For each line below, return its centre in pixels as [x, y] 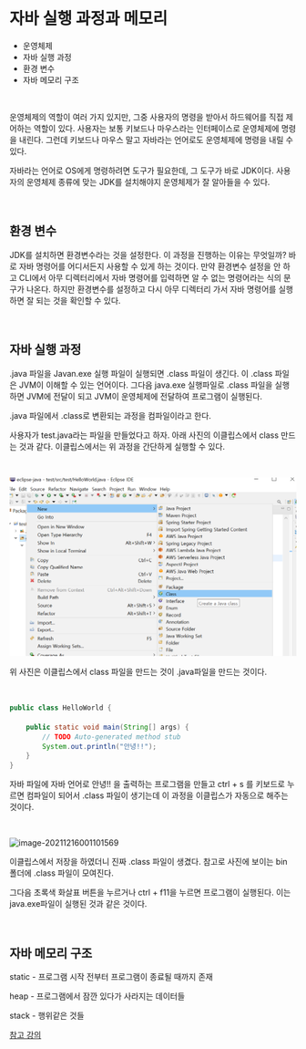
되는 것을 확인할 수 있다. [78, 300]
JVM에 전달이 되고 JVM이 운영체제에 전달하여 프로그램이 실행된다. [144, 396]
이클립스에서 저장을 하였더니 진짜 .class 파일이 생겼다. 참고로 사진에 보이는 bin [149, 862]
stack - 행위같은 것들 [47, 1016]
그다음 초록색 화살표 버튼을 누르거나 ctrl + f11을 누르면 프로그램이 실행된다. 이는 [150, 893]
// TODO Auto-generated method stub [112, 737]
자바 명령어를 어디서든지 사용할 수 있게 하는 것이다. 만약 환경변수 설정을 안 [150, 266]
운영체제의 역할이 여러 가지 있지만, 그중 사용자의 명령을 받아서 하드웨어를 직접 [147, 117]
